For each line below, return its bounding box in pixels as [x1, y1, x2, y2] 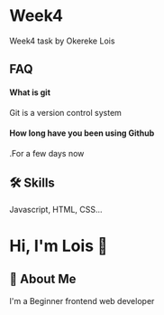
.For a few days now [9, 148, 85, 158]
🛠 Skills [9, 176, 56, 191]
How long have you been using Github [9, 128, 155, 138]
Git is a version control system [9, 107, 122, 118]
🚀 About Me [9, 272, 77, 287]
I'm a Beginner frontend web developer [9, 295, 155, 306]
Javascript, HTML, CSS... [9, 204, 103, 215]
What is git [9, 87, 51, 98]
